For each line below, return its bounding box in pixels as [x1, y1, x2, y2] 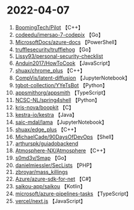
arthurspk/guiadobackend [15, 140, 79, 147]
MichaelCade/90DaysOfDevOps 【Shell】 [15, 133, 117, 140]
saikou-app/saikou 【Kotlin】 [15, 182, 86, 189]
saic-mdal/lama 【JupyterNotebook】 [15, 119, 108, 126]
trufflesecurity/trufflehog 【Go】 [15, 45, 94, 53]
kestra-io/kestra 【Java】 [15, 111, 78, 118]
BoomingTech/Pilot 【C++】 [15, 24, 84, 31]
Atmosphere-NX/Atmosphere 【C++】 [15, 147, 109, 154]
